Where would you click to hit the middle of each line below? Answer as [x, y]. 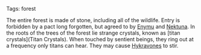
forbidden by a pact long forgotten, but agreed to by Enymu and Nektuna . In [101, 27]
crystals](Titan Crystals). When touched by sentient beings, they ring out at [100, 39]
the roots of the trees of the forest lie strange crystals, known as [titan [93, 33]
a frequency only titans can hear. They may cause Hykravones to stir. [92, 45]
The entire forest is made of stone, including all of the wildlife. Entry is [93, 20]
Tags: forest [21, 9]
